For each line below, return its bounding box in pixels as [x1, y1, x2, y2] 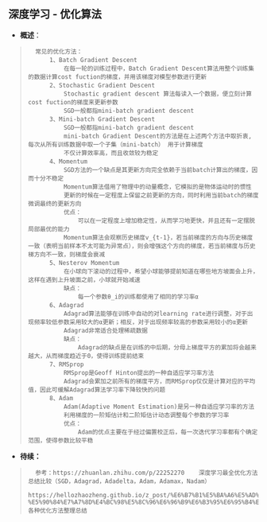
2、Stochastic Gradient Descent [48, 81, 156, 89]
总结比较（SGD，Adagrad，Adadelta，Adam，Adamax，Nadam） [27, 477, 211, 485]
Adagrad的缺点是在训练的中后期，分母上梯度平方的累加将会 [78, 343, 245, 352]
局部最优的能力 [27, 225, 70, 233]
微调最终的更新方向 [27, 200, 82, 208]
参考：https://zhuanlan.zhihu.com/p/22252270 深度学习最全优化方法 [35, 469, 258, 477]
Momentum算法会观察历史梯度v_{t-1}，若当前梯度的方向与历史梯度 [63, 233, 253, 241]
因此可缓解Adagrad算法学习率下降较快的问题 [39, 385, 165, 394]
